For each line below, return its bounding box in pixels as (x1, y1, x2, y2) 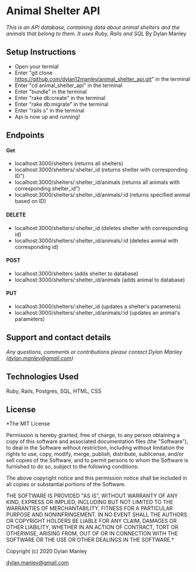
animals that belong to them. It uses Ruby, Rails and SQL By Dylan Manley (6, 30, 187, 37)
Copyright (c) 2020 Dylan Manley (6, 548, 87, 555)
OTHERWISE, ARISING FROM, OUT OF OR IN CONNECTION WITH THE (6, 530, 178, 537)
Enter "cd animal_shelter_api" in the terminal (14, 82, 123, 89)
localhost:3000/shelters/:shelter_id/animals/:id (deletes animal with (14, 237, 179, 244)
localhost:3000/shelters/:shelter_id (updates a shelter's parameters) (14, 303, 181, 310)
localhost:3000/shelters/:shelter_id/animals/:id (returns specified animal (14, 191, 191, 199)
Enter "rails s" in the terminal (14, 106, 84, 114)
